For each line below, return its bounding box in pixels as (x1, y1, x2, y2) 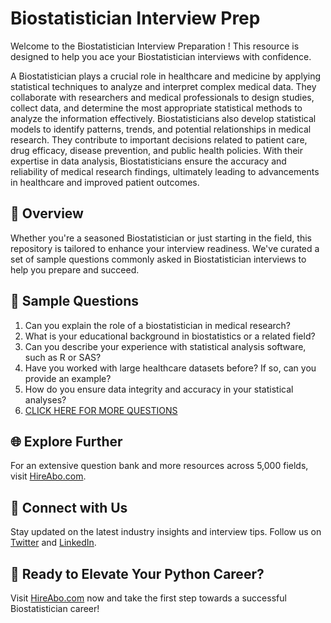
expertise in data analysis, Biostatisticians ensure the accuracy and (10, 155, 287, 167)
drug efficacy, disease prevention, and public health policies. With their (10, 144, 304, 156)
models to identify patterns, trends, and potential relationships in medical (10, 123, 312, 135)
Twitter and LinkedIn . (10, 537, 97, 549)
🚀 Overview (10, 205, 84, 222)
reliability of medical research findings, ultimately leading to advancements (10, 165, 320, 177)
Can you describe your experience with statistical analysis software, (24, 340, 307, 352)
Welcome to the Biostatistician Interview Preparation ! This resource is (10, 40, 300, 52)
